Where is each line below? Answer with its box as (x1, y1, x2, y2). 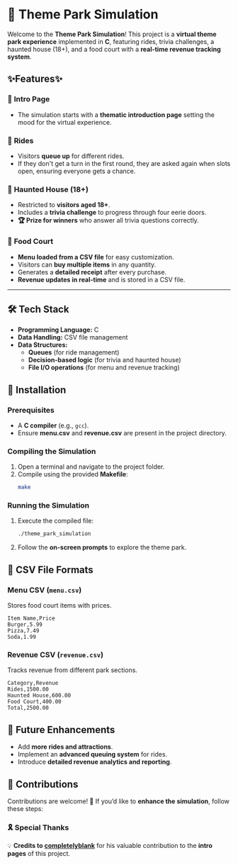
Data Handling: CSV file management (17, 333, 128, 342)
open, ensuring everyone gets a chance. (17, 167, 136, 175)
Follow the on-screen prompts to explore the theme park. (17, 543, 187, 552)
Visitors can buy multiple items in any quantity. (17, 260, 157, 269)
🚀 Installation (7, 384, 67, 396)
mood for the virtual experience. (17, 118, 112, 126)
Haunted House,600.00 (7, 692, 72, 699)
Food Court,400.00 (7, 698, 62, 705)
